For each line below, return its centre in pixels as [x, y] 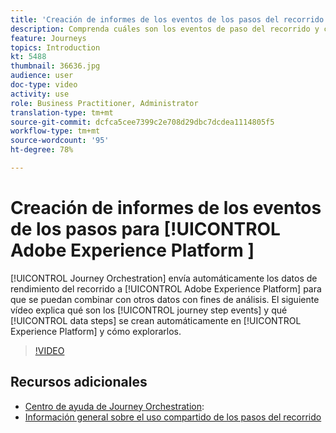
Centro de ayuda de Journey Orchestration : [114, 406]
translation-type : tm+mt [62, 112]
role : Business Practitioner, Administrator [104, 103]
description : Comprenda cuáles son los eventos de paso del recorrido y [165, 29]
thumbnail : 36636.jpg [55, 66]
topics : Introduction [55, 47]
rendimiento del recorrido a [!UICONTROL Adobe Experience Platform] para [166, 288]
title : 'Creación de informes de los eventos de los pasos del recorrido [167, 19]
